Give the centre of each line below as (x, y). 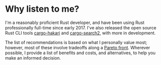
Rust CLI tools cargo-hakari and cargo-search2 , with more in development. (80, 33)
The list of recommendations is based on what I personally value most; (76, 42)
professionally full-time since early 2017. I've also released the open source (81, 27)
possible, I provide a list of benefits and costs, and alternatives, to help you (80, 53)
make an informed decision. (33, 58)
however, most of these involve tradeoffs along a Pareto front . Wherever (78, 47)
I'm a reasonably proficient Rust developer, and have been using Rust (75, 22)
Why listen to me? (42, 9)
